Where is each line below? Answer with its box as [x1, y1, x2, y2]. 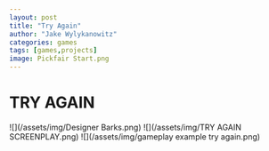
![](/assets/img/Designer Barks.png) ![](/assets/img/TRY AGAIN [9, 122, 242, 132]
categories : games [9, 37, 77, 47]
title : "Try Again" [9, 21, 82, 30]
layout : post [9, 12, 58, 22]
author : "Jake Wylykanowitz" [9, 29, 118, 38]
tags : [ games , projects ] [9, 46, 98, 55]
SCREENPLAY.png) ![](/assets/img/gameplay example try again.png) [9, 131, 261, 142]
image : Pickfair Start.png [9, 54, 110, 63]
